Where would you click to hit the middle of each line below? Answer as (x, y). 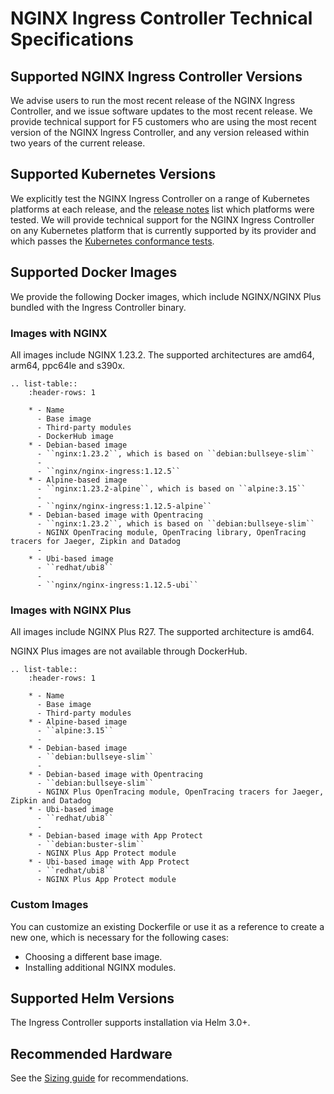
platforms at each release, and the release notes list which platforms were (162, 209)
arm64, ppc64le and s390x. (68, 365)
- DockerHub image (75, 436)
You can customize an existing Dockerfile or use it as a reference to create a (167, 926)
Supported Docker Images (94, 272)
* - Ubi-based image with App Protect (109, 862)
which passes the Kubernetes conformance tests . (112, 241)
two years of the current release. (78, 143)
